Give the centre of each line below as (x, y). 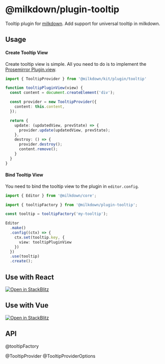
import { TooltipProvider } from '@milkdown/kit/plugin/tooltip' (76, 79)
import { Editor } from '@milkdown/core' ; (51, 196)
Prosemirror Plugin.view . (31, 69)
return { (19, 120)
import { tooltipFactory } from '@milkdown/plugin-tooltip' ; (72, 205)
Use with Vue (27, 306)
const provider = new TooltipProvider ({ (53, 102)
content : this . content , (40, 107)
